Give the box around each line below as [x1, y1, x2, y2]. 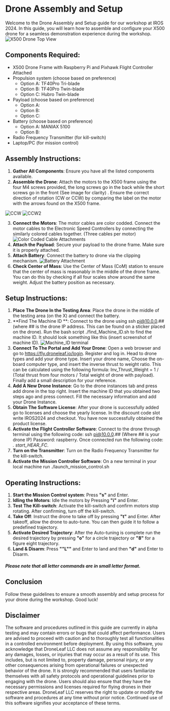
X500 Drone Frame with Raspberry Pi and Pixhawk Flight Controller [12, 64, 154, 70]
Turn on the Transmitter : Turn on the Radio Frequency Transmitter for [12, 448, 159, 454]
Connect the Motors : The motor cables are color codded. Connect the [12, 220, 161, 226]
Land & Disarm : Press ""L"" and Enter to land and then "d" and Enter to [12, 546, 163, 552]
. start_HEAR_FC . [12, 442, 49, 448]
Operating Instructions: [5, 478, 81, 487]
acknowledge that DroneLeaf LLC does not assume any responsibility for [5, 646, 158, 652]
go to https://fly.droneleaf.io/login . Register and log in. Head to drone [12, 351, 157, 357]
